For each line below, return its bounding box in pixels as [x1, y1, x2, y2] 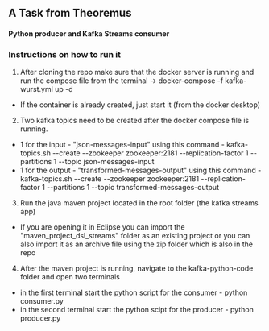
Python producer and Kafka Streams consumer [8, 28, 170, 39]
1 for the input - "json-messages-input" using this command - [19, 140, 226, 150]
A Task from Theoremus [8, 6, 132, 20]
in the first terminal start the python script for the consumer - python [19, 288, 248, 297]
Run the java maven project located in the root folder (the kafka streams [19, 198, 259, 208]
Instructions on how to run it [8, 48, 122, 60]
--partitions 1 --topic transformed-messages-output [47, 183, 220, 192]
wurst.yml [19, 85, 54, 94]
